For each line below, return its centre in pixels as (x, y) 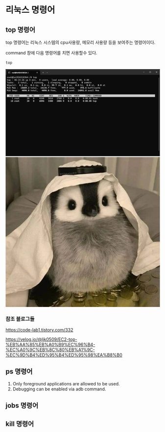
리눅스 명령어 (30, 10)
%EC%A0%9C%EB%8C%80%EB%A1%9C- (50, 350)
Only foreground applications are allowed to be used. (66, 383)
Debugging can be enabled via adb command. (59, 389)
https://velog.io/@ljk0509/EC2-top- (41, 339)
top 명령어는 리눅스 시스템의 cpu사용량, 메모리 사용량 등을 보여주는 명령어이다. (81, 42)
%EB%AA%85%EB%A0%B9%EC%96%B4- (50, 345)
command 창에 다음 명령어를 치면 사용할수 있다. (51, 53)
